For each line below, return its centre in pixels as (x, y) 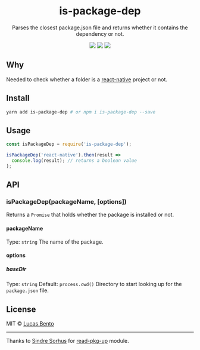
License (21, 309)
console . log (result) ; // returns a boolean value (74, 161)
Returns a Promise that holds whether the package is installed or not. (90, 215)
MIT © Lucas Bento (30, 324)
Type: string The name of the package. (55, 242)
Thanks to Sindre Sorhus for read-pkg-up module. (68, 341)
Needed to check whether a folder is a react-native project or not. (87, 79)
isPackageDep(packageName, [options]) (66, 202)
